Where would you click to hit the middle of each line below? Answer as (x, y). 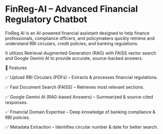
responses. (16, 102)
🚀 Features (16, 68)
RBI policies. (18, 117)
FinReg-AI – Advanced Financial (71, 9)
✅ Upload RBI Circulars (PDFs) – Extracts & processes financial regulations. (81, 77)
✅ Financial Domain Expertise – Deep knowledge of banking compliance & (81, 112)
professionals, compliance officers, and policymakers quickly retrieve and (80, 38)
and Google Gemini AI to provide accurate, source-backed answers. (74, 58)
